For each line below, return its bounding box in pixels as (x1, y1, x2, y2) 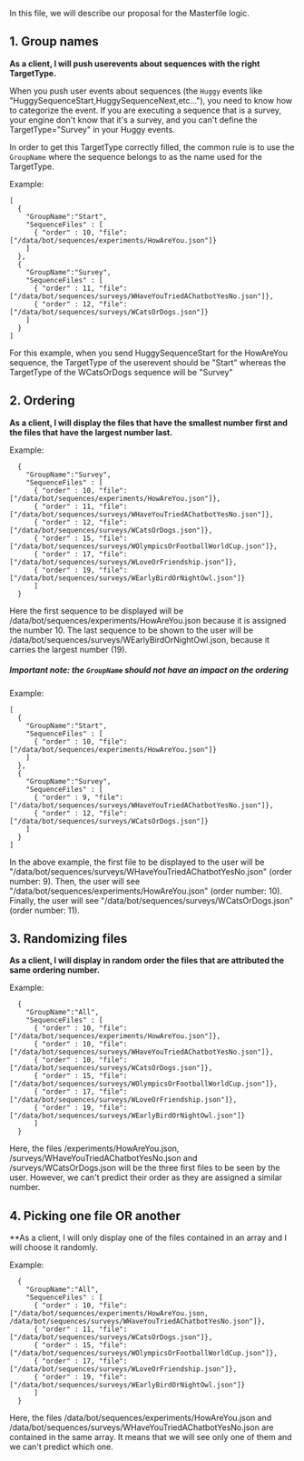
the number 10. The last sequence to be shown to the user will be (9, 625, 254, 635)
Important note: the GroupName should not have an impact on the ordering (9, 665, 289, 675)
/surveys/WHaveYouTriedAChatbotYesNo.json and (9, 1153, 198, 1164)
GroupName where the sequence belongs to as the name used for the (9, 151, 263, 162)
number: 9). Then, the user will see (9, 876, 141, 886)
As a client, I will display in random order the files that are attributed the (9, 955, 284, 966)
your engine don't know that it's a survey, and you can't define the (9, 114, 258, 125)
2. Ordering (9, 393, 75, 408)
